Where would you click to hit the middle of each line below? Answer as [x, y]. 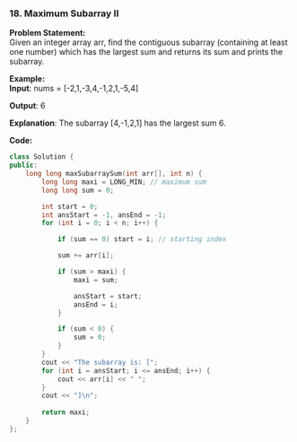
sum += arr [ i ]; [86, 256]
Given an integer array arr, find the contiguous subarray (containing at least [149, 42]
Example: [27, 79]
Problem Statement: [48, 33]
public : [24, 165]
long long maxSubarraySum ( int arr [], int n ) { [114, 174]
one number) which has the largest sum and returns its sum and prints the [146, 52]
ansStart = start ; [108, 296]
